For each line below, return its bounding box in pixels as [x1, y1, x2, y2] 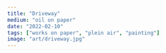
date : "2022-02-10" [7, 23, 64, 30]
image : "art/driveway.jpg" [7, 36, 85, 43]
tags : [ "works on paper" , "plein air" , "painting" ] [7, 29, 160, 36]
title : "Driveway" [7, 10, 60, 17]
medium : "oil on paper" [7, 17, 76, 23]
